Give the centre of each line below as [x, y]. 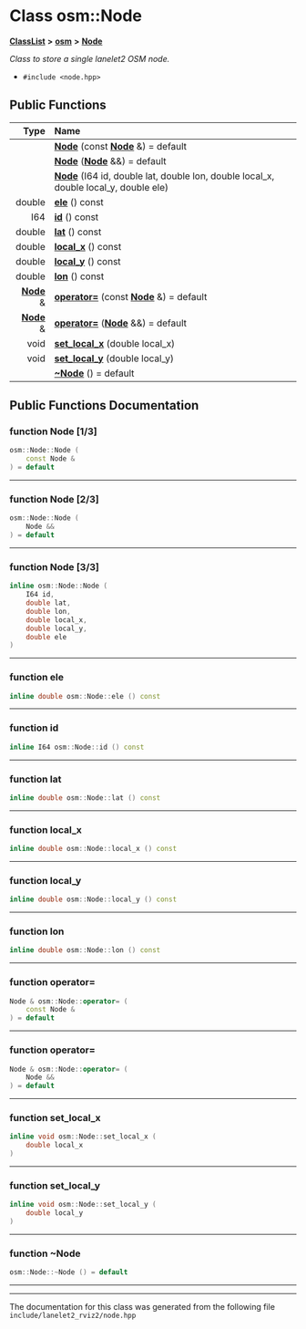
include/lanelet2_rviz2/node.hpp [73, 1316]
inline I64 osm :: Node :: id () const [77, 747]
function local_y [46, 880]
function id [34, 728]
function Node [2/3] [55, 499]
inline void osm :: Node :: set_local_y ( [83, 1205]
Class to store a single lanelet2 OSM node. [90, 58]
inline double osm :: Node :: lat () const [85, 798]
